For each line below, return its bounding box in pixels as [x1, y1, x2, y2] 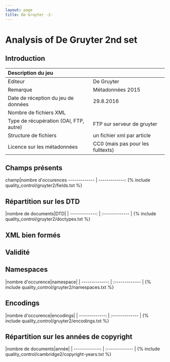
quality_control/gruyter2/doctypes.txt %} [5, 216, 91, 222]
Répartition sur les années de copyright [5, 332, 133, 341]
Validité [5, 248, 30, 256]
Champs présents [5, 163, 63, 172]
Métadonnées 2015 [93, 86, 141, 93]
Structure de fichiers [8, 131, 57, 139]
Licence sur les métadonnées [8, 143, 78, 150]
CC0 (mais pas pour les [93, 140, 149, 147]
